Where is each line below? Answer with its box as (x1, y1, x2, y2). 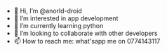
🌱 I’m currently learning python (13, 22, 104, 30)
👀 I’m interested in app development (13, 14, 119, 22)
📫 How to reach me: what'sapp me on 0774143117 (13, 37, 161, 45)
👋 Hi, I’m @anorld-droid (13, 7, 82, 15)
